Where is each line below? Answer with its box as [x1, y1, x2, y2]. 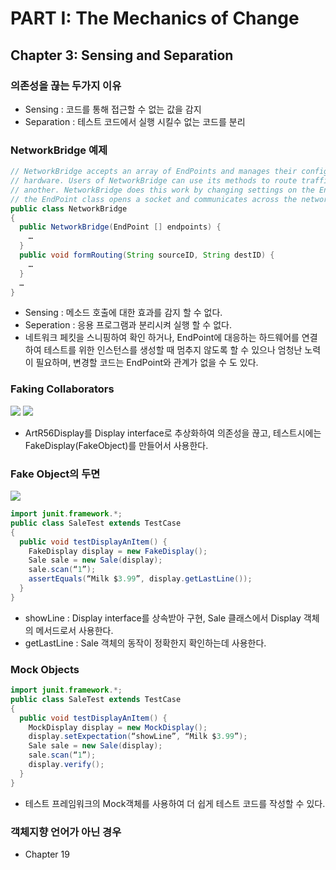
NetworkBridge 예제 [10, 143, 108, 157]
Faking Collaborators [10, 382, 115, 396]
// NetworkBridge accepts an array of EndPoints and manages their [10, 167, 298, 177]
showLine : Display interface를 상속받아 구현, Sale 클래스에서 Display [24, 612, 302, 624]
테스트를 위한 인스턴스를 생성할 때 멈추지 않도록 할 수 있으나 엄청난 [43, 344, 303, 356]
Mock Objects [10, 662, 80, 676]
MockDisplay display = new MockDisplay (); [28, 722, 208, 732]
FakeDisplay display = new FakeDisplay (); [28, 546, 208, 556]
